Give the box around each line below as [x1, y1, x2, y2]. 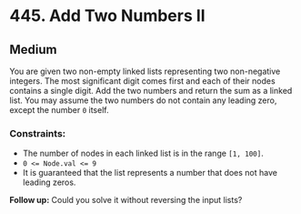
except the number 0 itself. [9, 105, 109, 115]
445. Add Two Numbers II [9, 5, 206, 26]
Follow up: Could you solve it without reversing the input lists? [9, 195, 243, 206]
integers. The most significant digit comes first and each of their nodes [9, 76, 276, 87]
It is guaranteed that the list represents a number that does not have [22, 168, 277, 178]
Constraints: [9, 127, 66, 139]
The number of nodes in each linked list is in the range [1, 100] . [22, 148, 264, 159]
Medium [9, 42, 57, 57]
